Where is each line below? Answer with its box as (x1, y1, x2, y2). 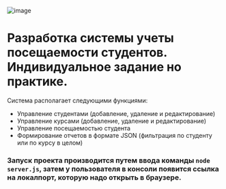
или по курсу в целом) (16, 139, 83, 147)
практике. (7, 74, 68, 89)
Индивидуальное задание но (7, 59, 182, 75)
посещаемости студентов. (7, 45, 167, 61)
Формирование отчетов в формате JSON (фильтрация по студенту (16, 131, 213, 139)
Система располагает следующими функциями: (7, 96, 148, 104)
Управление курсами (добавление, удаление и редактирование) (16, 117, 207, 125)
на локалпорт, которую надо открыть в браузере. (7, 173, 182, 182)
